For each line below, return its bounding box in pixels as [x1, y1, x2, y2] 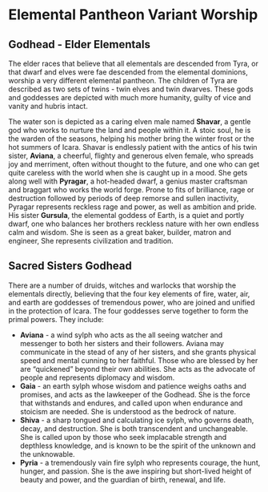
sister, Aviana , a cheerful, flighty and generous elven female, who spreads [8, 151, 254, 160]
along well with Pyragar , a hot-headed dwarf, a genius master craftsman [8, 176, 248, 186]
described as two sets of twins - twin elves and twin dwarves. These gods [8, 84, 254, 94]
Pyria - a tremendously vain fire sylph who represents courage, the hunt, [19, 458, 261, 467]
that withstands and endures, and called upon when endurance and [19, 398, 243, 408]
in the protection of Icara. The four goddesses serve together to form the [8, 306, 249, 316]
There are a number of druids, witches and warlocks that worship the [8, 280, 237, 290]
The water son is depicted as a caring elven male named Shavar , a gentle [8, 117, 251, 126]
